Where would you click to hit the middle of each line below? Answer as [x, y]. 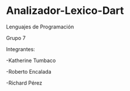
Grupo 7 [16, 38]
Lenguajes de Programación [40, 27]
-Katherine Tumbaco [31, 60]
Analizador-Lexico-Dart [65, 11]
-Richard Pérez [24, 83]
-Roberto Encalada [29, 71]
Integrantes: [20, 49]
